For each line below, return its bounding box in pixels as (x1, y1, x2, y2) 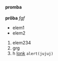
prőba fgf (5, 15, 25, 21)
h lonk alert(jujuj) (12, 50, 53, 56)
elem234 (12, 40, 31, 46)
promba (5, 4, 22, 10)
